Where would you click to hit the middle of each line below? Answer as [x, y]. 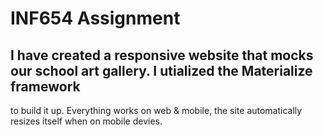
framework [45, 86]
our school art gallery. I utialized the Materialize [161, 70]
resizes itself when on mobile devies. [86, 121]
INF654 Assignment [95, 18]
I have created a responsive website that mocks [162, 55]
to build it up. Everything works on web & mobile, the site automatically [156, 110]
